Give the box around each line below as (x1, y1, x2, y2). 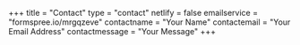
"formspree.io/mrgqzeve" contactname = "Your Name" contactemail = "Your (8, 17, 291, 27)
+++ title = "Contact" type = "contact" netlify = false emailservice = (8, 8, 259, 18)
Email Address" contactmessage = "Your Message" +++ (8, 26, 217, 36)
